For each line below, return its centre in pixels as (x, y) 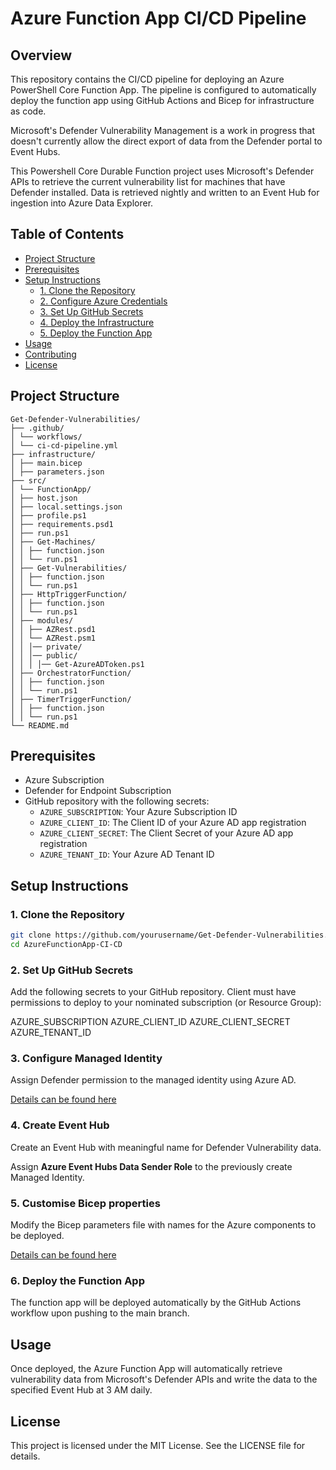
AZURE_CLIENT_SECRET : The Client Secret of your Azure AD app (166, 833)
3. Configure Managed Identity (86, 1059)
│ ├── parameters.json (57, 472)
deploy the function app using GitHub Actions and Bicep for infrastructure (162, 100)
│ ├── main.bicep (46, 463)
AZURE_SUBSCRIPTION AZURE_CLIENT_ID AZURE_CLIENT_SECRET (150, 1022)
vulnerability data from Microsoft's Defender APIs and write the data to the (164, 1379)
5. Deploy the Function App (96, 333)
